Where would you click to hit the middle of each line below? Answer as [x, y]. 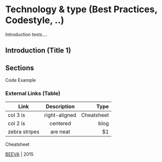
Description [60, 107]
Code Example [21, 80]
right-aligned [60, 115]
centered [60, 124]
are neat [60, 132]
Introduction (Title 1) [38, 50]
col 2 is [17, 124]
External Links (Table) [33, 94]
